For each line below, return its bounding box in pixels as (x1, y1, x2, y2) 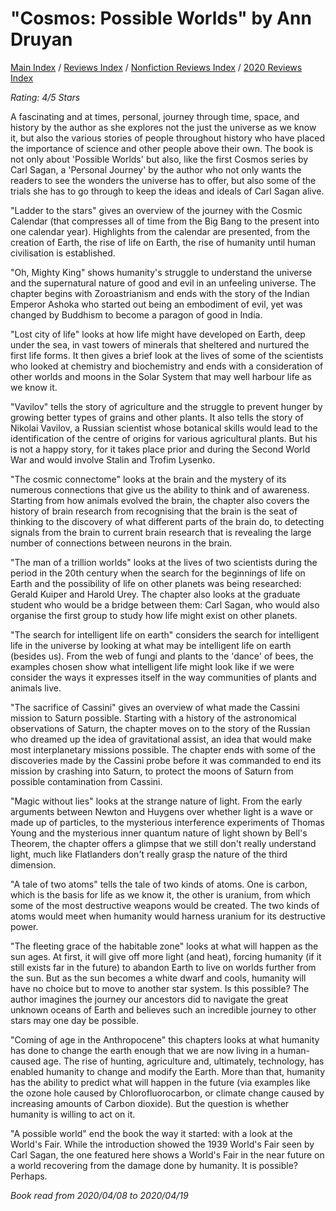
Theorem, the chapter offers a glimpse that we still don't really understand (10, 837, 317, 849)
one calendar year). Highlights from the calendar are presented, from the (10, 225, 311, 237)
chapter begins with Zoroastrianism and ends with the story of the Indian (10, 287, 310, 299)
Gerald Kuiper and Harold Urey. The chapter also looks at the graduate (10, 588, 301, 600)
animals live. (10, 682, 62, 694)
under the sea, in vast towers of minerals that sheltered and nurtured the (10, 338, 310, 351)
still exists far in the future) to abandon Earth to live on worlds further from (10, 961, 317, 973)
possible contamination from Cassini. (10, 775, 163, 787)
